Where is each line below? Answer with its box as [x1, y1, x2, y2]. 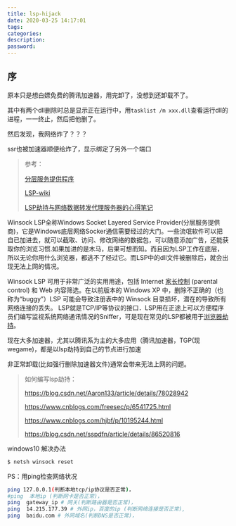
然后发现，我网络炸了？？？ [7, 130, 88, 138]
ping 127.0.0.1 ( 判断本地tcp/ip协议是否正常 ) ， [7, 486, 135, 493]
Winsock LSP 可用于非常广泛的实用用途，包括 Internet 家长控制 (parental [7, 277, 218, 285]
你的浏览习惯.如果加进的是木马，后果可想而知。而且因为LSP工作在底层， [13, 244, 223, 253]
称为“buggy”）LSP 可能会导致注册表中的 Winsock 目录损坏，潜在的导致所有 [7, 294, 227, 303]
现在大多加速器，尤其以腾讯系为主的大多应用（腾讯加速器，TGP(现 [7, 336, 201, 344]
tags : [7, 23, 23, 30]
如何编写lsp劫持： [24, 375, 77, 383]
